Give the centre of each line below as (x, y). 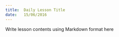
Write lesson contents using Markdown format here (60, 29)
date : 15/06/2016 (26, 15)
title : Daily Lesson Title (35, 10)
